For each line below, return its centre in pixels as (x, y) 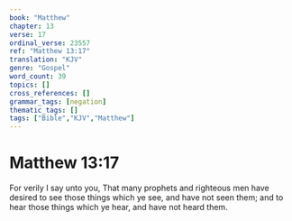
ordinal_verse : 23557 (50, 43)
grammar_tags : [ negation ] (58, 101)
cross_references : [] (50, 93)
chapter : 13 (32, 26)
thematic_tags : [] (44, 110)
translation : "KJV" (46, 60)
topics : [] (30, 85)
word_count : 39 (38, 77)
